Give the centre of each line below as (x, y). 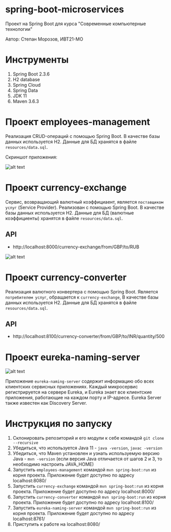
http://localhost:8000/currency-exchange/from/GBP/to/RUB (76, 247)
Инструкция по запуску (59, 424)
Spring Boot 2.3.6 (31, 74)
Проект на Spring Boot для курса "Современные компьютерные (76, 24)
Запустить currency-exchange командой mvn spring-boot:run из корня (88, 486)
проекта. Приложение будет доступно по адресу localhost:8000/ (84, 491)
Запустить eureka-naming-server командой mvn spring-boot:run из (84, 508)
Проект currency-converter (66, 277)
